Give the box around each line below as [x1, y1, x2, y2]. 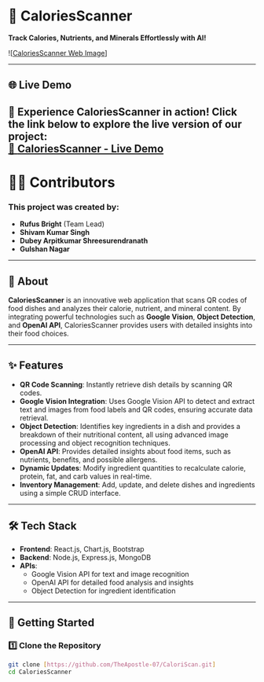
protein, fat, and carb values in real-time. [19, 471, 152, 481]
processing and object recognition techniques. [19, 438, 170, 447]
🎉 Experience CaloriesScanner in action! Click [8, 105, 237, 119]
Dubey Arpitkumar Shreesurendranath [19, 236, 148, 246]
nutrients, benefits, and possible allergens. [19, 455, 158, 464]
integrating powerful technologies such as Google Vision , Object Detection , [8, 312, 255, 321]
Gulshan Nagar [19, 244, 71, 254]
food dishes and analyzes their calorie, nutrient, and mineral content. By [8, 304, 241, 313]
